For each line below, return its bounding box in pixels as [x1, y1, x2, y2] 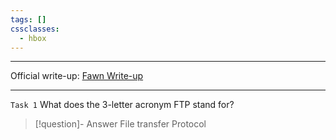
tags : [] [10, 14, 47, 25]
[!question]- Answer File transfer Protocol [34, 118, 207, 130]
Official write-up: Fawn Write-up [10, 70, 144, 82]
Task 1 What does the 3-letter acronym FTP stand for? [10, 99, 235, 111]
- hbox [19, 33, 47, 43]
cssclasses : [10, 24, 60, 34]
